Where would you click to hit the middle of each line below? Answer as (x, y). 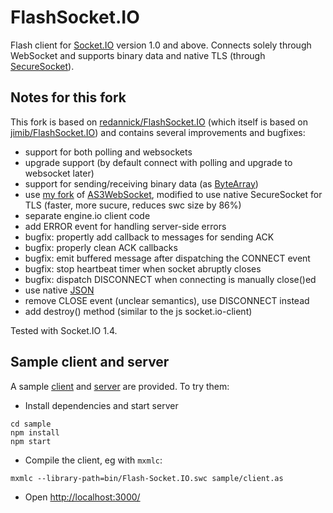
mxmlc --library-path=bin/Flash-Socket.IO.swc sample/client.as (147, 478)
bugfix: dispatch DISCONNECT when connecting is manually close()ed (170, 279)
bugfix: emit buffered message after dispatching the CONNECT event (167, 258)
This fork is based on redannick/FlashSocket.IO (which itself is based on (159, 122)
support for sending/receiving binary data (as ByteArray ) (141, 183)
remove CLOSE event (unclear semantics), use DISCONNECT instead (167, 300)
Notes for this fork (68, 97)
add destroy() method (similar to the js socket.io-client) (138, 311)
